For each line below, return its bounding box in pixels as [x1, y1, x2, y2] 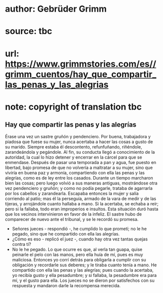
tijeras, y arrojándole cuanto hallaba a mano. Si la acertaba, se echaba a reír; [5, 201, 159, 206]
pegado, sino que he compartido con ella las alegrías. [12, 231, 120, 237]
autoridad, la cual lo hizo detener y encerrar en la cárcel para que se [5, 154, 143, 160]
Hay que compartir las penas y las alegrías [5, 121, 137, 129]
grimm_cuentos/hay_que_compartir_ [5, 69, 157, 80]
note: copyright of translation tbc [5, 101, 142, 112]
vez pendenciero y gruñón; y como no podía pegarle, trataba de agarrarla [5, 185, 153, 191]
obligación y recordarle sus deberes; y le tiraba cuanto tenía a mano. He [12, 262, 157, 268]
